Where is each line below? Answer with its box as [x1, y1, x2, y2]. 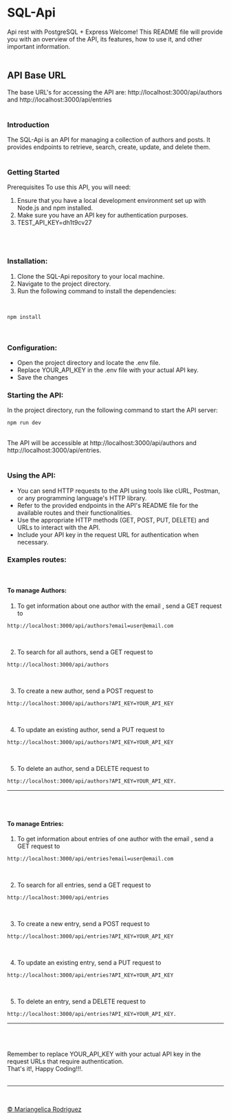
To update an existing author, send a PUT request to [16, 726, 165, 734]
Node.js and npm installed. [16, 204, 93, 212]
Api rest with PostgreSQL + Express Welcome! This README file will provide [7, 28, 223, 36]
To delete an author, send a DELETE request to [16, 765, 150, 773]
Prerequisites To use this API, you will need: [7, 183, 131, 191]
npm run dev [7, 420, 41, 426]
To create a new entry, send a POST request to [16, 920, 150, 928]
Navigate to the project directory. [16, 279, 111, 288]
